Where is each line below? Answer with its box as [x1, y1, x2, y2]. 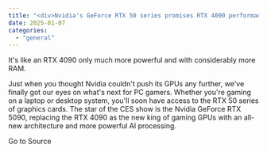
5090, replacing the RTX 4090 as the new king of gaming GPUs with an [8, 112, 242, 123]
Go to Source [8, 136, 52, 146]
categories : [8, 26, 48, 34]
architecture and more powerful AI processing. [23, 121, 177, 131]
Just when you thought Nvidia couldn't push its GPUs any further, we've [8, 79, 245, 89]
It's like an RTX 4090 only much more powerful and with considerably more [8, 55, 256, 65]
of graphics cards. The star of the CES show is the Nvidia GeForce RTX [8, 104, 242, 114]
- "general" [15, 33, 56, 42]
